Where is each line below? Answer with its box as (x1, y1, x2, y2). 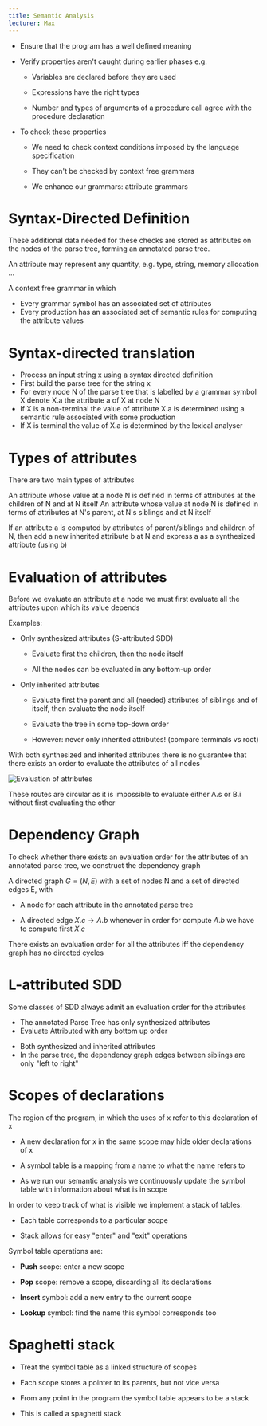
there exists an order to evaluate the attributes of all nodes (8, 759, 201, 768)
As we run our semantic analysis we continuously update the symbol (19, 1177, 245, 1186)
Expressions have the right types (31, 87, 140, 96)
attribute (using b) (8, 540, 68, 550)
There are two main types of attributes (8, 475, 135, 485)
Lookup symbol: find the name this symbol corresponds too (19, 1308, 217, 1318)
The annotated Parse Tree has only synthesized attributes (19, 1018, 210, 1027)
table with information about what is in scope (19, 1184, 168, 1194)
